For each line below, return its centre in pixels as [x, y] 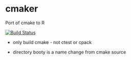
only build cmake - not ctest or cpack [52, 42]
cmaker [22, 9]
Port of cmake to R [25, 23]
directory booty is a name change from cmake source [69, 52]
